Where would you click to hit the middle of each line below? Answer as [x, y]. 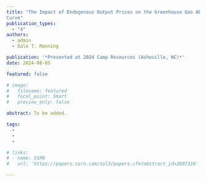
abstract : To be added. [37, 113]
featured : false [27, 74]
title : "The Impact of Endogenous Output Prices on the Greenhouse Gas [100, 12]
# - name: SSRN [26, 158]
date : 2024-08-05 [29, 63]
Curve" [15, 18]
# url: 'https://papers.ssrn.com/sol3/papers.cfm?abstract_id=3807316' [103, 164]
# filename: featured [37, 91]
